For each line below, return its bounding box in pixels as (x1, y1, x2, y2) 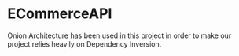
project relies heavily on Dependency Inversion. (7, 39, 162, 48)
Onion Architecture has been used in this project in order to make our (7, 31, 232, 40)
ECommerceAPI (7, 5, 112, 23)
